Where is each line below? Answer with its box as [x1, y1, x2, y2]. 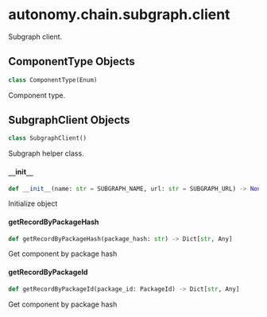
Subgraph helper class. [8, 149, 85, 158]
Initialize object [8, 199, 58, 208]
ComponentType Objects [8, 55, 135, 68]
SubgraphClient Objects [8, 114, 130, 127]
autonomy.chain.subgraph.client [8, 6, 230, 24]
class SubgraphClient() [8, 134, 87, 142]
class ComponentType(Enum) [8, 75, 98, 84]
